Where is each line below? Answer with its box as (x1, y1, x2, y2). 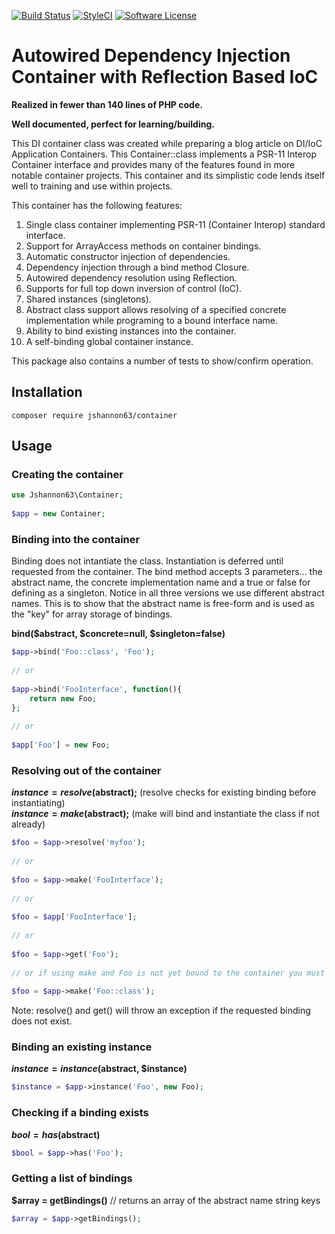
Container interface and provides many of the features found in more (11, 158, 296, 170)
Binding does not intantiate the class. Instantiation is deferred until (11, 555, 284, 567)
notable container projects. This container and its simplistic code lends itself (11, 169, 326, 181)
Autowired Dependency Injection (11, 45, 291, 67)
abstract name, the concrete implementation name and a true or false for (11, 576, 311, 589)
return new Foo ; (29, 693, 98, 704)
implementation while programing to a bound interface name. (25, 314, 279, 326)
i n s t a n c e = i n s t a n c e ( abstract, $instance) (11, 1063, 188, 1075)
